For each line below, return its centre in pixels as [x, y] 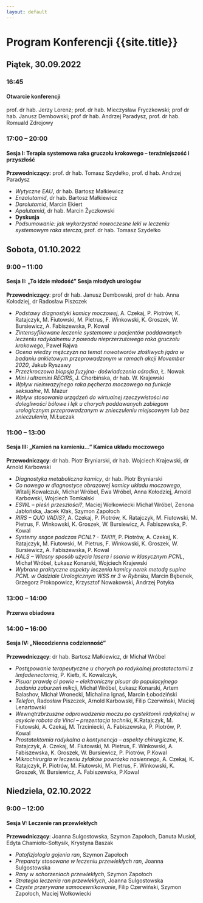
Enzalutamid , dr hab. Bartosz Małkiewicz [66, 198]
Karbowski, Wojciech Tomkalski [55, 498]
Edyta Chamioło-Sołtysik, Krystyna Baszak [60, 843]
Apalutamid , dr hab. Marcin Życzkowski [65, 211]
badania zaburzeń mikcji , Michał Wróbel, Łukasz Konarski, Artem [97, 688]
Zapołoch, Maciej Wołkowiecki [53, 894]
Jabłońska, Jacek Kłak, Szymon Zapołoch [67, 511]
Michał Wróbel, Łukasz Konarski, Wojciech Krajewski [81, 563]
